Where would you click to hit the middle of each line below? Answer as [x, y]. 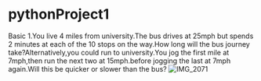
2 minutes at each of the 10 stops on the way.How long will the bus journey [129, 44]
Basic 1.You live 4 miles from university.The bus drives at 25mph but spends [131, 36]
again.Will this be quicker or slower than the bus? [87, 69]
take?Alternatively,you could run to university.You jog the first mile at [119, 52]
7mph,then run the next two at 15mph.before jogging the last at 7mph [120, 61]
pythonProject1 [59, 14]
